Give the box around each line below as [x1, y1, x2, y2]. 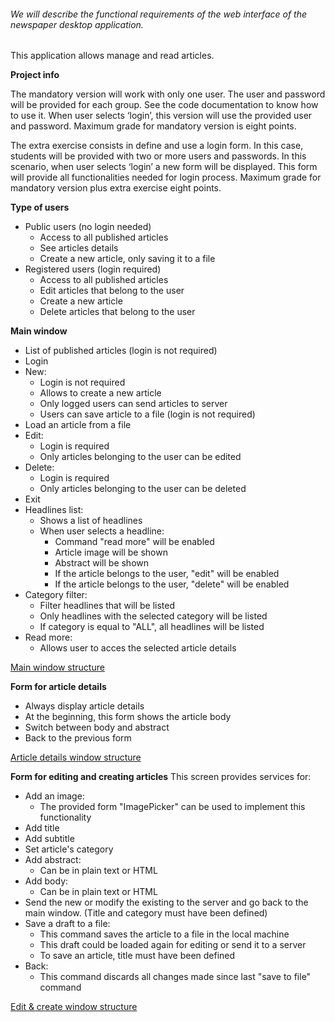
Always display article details [24, 700, 145, 712]
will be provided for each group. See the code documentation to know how [10, 99, 319, 111]
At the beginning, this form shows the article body [24, 711, 232, 723]
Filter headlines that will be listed [39, 600, 176, 612]
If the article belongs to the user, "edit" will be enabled [54, 568, 280, 580]
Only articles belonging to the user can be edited [39, 451, 242, 463]
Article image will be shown [54, 546, 168, 559]
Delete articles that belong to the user [39, 306, 196, 318]
